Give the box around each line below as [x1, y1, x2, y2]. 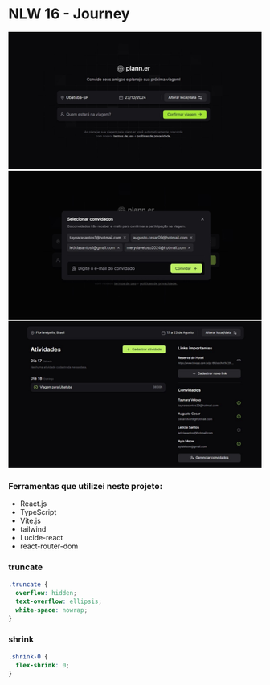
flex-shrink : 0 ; [15, 661, 70, 669]
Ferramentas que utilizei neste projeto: [8, 480, 163, 491]
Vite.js [19, 516, 42, 526]
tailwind [19, 524, 47, 534]
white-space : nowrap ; [15, 605, 88, 614]
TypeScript [19, 508, 57, 517]
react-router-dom [19, 541, 79, 551]
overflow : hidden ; [15, 589, 78, 597]
